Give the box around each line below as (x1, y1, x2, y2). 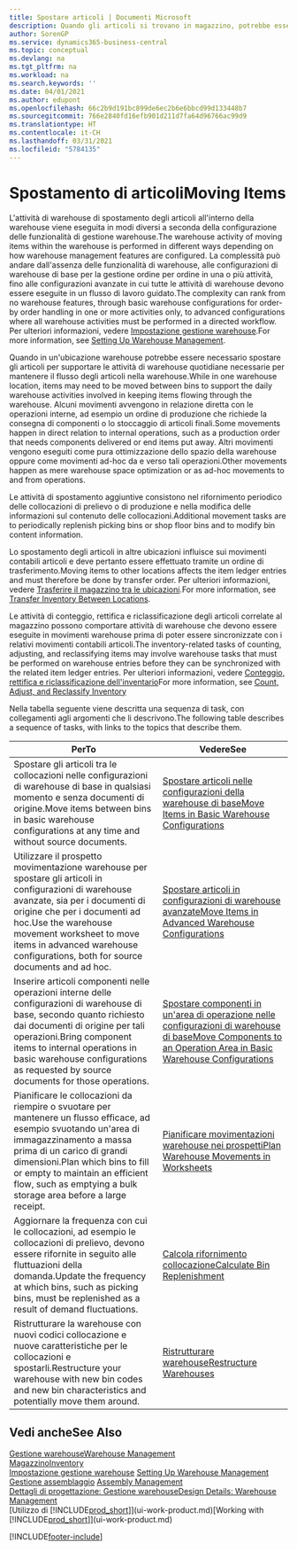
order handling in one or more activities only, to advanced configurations (20, 307, 286, 317)
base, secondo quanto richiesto (13, 1008, 145, 1020)
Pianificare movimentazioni (162, 1127, 276, 1140)
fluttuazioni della (13, 1258, 82, 1271)
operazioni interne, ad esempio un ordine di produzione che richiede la (9, 409, 268, 419)
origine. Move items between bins (13, 802, 152, 814)
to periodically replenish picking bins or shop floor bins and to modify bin (9, 519, 276, 530)
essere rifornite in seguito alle (13, 1247, 137, 1259)
